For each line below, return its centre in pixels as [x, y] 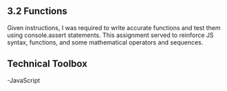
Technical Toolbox [47, 64]
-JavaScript [24, 80]
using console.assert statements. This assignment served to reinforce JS [111, 35]
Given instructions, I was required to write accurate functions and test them [114, 27]
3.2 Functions [37, 11]
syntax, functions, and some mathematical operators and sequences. [105, 42]
